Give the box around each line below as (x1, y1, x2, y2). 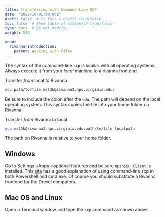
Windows (5, 149, 35, 158)
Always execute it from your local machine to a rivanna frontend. (5, 68, 138, 74)
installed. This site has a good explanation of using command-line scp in (5, 168, 154, 174)
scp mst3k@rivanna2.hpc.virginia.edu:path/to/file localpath (5, 126, 135, 131)
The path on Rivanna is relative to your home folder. (5, 135, 111, 141)
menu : (5, 39, 16, 45)
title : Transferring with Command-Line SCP (5, 7, 97, 12)
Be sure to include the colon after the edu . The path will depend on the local (5, 96, 161, 102)
